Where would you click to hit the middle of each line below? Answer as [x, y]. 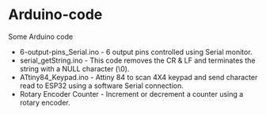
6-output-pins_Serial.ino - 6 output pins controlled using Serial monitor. [136, 52]
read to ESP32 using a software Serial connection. [102, 86]
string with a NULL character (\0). [74, 68]
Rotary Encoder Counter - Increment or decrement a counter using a [131, 94]
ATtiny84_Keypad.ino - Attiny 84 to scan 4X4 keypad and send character [139, 77]
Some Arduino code [41, 36]
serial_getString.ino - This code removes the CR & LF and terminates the [137, 60]
